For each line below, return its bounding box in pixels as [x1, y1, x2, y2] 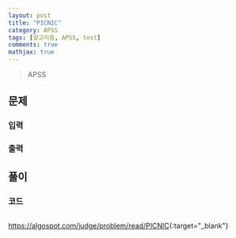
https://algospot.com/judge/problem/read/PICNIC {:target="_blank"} [8, 221, 229, 230]
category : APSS [8, 26, 58, 34]
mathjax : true [8, 48, 55, 56]
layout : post [8, 11, 51, 20]
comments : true [8, 41, 58, 49]
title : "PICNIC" [8, 19, 62, 27]
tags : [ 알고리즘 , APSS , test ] [8, 33, 101, 42]
